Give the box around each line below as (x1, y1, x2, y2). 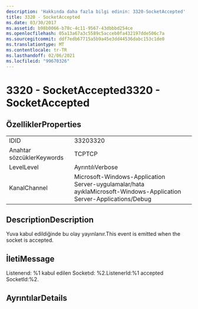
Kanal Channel (9, 184, 48, 192)
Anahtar (9, 146, 31, 154)
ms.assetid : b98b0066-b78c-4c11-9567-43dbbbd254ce (6, 25, 133, 31)
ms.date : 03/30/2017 (6, 19, 57, 25)
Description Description (6, 214, 94, 225)
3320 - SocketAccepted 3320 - (6, 83, 160, 97)
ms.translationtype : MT (6, 42, 65, 48)
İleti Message (6, 253, 55, 264)
